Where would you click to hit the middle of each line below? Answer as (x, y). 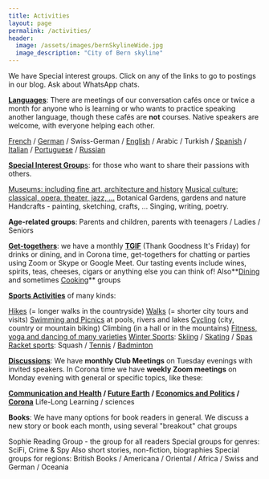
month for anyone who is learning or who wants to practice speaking (122, 108)
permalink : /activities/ (50, 30)
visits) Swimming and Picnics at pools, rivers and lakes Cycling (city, (121, 319)
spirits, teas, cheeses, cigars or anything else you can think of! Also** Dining (134, 271)
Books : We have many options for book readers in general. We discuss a (128, 417)
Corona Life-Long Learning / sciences (71, 402)
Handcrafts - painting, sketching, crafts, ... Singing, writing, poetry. (118, 206)
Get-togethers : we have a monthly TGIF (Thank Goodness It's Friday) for (129, 246)
